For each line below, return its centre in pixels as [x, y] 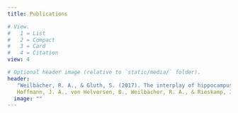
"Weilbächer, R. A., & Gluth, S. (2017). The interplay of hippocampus [125, 85]
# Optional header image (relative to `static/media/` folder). [104, 72]
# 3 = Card [27, 47]
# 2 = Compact [31, 40]
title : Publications [38, 14]
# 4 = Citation [33, 53]
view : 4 [19, 60]
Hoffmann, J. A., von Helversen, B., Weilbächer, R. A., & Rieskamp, [121, 92]
